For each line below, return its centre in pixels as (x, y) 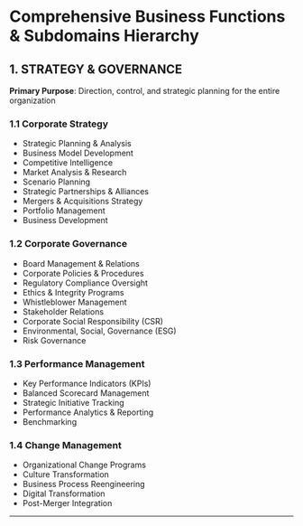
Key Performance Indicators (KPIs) (87, 383)
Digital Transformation (64, 493)
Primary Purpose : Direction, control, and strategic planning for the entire (145, 91)
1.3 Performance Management (77, 363)
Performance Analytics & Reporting (88, 412)
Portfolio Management (64, 211)
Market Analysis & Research (74, 173)
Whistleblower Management (75, 302)
